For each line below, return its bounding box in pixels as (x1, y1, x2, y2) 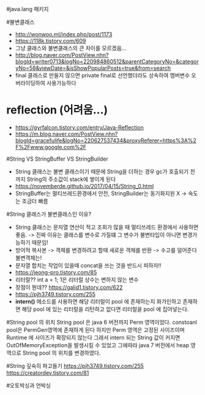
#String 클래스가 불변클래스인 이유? (6, 210, 92, 218)
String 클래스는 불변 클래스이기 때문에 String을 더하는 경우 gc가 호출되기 (15, 167, 189, 175)
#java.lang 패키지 (6, 6, 49, 12)
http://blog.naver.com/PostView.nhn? (15, 52, 109, 58)
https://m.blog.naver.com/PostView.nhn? (15, 130, 118, 137)
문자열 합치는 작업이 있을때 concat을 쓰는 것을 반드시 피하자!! (15, 261, 162, 269)
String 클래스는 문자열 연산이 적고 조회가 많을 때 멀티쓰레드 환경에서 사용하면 (15, 223, 199, 231)
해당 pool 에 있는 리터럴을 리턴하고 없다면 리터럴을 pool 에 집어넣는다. (21, 305, 189, 313)
